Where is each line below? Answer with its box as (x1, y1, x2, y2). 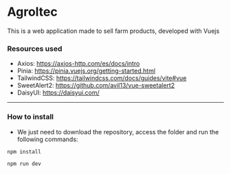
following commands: (16, 135, 78, 143)
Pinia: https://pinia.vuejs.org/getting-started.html (16, 66, 156, 75)
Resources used (7, 44, 63, 53)
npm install (7, 148, 41, 155)
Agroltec (7, 4, 58, 20)
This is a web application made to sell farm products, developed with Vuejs (7, 27, 220, 35)
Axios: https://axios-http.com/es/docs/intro (16, 60, 140, 68)
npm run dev (7, 160, 41, 167)
